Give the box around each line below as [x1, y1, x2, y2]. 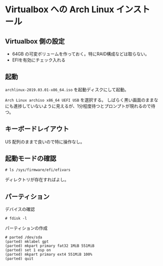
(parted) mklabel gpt [5, 239, 49, 244]
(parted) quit [5, 256, 34, 261]
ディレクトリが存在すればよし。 [5, 177, 69, 183]
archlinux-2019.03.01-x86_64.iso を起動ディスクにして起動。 [5, 86, 129, 92]
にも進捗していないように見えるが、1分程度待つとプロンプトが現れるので [5, 103, 151, 109]
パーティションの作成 [5, 225, 48, 231]
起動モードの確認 [5, 154, 56, 163]
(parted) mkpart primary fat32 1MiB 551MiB [5, 244, 95, 248]
